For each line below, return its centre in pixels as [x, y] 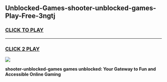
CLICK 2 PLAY [22, 49]
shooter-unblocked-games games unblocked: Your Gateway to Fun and [81, 69]
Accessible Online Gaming [33, 74]
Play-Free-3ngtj [30, 16]
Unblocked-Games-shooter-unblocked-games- [81, 8]
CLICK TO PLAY [24, 30]
